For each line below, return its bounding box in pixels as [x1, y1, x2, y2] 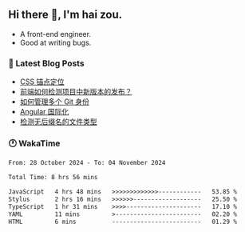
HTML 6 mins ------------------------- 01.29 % [8, 218, 238, 226]
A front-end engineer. [19, 29, 92, 38]
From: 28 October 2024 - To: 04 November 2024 [8, 159, 166, 167]
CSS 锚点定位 [19, 77, 65, 86]
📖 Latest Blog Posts [8, 58, 85, 69]
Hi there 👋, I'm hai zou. [8, 8, 122, 22]
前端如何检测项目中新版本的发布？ [19, 87, 132, 97]
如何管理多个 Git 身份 [19, 97, 90, 106]
